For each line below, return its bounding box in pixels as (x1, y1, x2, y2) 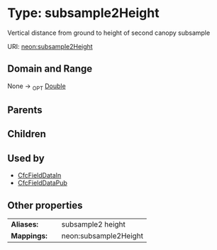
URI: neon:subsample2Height (7, 42, 94, 50)
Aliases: (11, 219, 39, 229)
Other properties (7, 199, 83, 211)
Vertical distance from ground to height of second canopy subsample (7, 28, 211, 37)
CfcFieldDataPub (17, 179, 67, 187)
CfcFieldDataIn (17, 171, 62, 180)
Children (7, 128, 46, 140)
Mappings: (11, 231, 48, 241)
